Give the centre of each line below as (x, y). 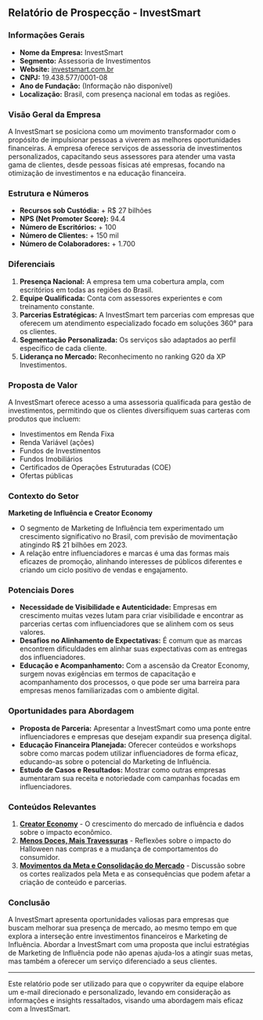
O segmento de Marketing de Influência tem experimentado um (122, 528)
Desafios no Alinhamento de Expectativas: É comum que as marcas (131, 641)
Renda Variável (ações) (57, 442)
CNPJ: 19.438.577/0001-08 (63, 77)
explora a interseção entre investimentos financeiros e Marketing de (118, 936)
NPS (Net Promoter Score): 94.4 (72, 219)
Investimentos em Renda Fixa (67, 434)
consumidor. (40, 858)
